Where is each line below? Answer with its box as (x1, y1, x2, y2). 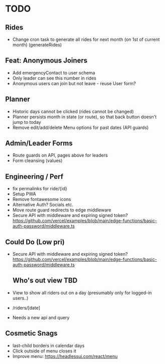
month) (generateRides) (12, 42, 62, 48)
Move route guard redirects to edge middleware (12, 207, 111, 213)
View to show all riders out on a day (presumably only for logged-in (12, 289, 152, 296)
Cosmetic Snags (5, 329, 58, 338)
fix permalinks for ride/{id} (12, 186, 68, 192)
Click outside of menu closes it (12, 348, 77, 354)
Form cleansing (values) (12, 158, 63, 164)
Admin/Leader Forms (5, 139, 73, 148)
